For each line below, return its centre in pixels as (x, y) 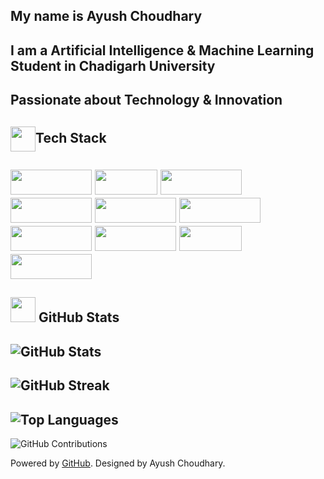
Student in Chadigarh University (113, 65)
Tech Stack (71, 137)
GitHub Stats (79, 317)
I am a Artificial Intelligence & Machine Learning (162, 50)
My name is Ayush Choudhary (106, 16)
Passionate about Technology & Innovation (146, 100)
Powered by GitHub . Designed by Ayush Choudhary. (118, 463)
